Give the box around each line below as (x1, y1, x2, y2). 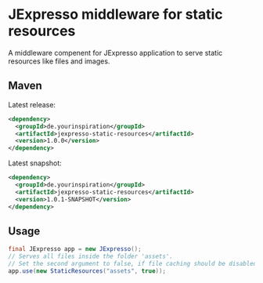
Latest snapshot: (8, 158, 63, 168)
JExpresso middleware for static (8, 5, 223, 24)
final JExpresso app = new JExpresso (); (8, 245, 142, 253)
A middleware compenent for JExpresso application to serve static (8, 48, 223, 57)
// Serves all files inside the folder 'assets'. (8, 252, 174, 260)
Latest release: (8, 100, 56, 109)
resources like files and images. (8, 56, 110, 66)
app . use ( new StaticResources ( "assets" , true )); (8, 267, 167, 275)
